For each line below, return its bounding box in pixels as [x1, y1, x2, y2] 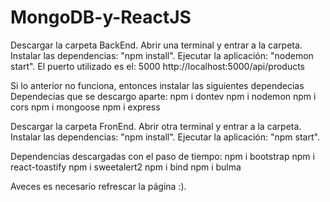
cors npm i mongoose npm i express [10, 101, 161, 113]
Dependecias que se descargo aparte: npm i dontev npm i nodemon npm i [10, 90, 317, 102]
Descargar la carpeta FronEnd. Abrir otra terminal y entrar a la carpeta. [10, 120, 302, 132]
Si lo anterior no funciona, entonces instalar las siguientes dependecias [10, 79, 305, 91]
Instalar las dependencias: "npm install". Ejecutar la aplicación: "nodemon [10, 49, 314, 61]
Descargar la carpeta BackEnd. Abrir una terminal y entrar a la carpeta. [10, 39, 303, 51]
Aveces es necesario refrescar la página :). [10, 180, 187, 192]
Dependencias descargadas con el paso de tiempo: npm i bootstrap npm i [10, 150, 315, 162]
